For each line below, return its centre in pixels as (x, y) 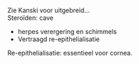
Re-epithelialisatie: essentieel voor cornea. (70, 53)
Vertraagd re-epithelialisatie (58, 39)
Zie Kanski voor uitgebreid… (49, 10)
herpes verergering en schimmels (67, 32)
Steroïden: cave (30, 18)
